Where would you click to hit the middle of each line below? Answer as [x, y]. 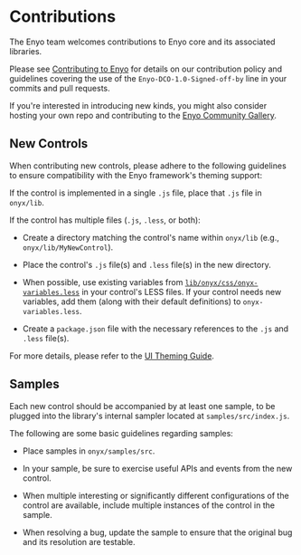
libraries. [26, 51]
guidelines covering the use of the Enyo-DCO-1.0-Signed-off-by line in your [148, 78]
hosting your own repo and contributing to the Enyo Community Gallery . [143, 115]
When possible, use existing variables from [103, 282]
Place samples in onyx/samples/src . [89, 451]
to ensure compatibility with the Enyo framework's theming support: [136, 175]
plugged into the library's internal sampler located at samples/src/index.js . [150, 416]
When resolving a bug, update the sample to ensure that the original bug [157, 532]
